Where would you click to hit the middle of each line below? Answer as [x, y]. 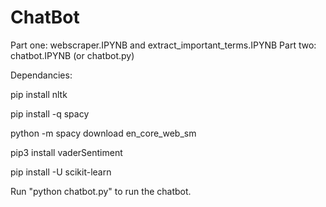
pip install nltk [39, 94]
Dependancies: [41, 75]
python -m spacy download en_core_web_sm [103, 133]
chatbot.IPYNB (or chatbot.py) [72, 55]
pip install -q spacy [50, 113]
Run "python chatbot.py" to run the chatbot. [101, 191]
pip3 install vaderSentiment [66, 152]
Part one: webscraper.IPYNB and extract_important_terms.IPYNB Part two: [163, 45]
